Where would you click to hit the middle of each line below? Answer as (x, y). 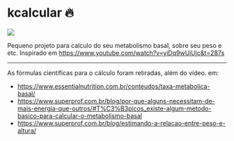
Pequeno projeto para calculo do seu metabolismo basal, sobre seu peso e (115, 45)
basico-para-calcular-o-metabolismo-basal (80, 115)
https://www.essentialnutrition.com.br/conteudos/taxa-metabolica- (114, 86)
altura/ (27, 131)
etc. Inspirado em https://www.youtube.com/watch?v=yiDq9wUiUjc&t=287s (116, 53)
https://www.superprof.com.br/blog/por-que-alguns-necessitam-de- (116, 101)
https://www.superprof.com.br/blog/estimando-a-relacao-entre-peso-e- (122, 123)
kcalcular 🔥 (41, 13)
